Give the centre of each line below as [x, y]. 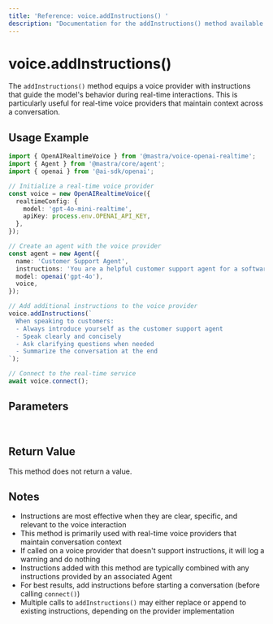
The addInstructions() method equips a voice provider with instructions [130, 86]
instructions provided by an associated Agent [96, 577]
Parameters [39, 407]
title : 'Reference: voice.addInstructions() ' [89, 16]
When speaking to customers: [65, 321]
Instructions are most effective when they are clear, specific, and [129, 516]
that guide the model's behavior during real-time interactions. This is [123, 95]
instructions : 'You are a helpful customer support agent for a [127, 269]
